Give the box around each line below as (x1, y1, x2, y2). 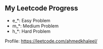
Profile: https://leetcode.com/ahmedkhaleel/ (5, 38, 98, 44)
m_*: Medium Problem (12, 23, 59, 29)
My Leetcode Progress (5, 4, 79, 13)
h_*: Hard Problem (12, 28, 51, 34)
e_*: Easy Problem (12, 17, 50, 23)
